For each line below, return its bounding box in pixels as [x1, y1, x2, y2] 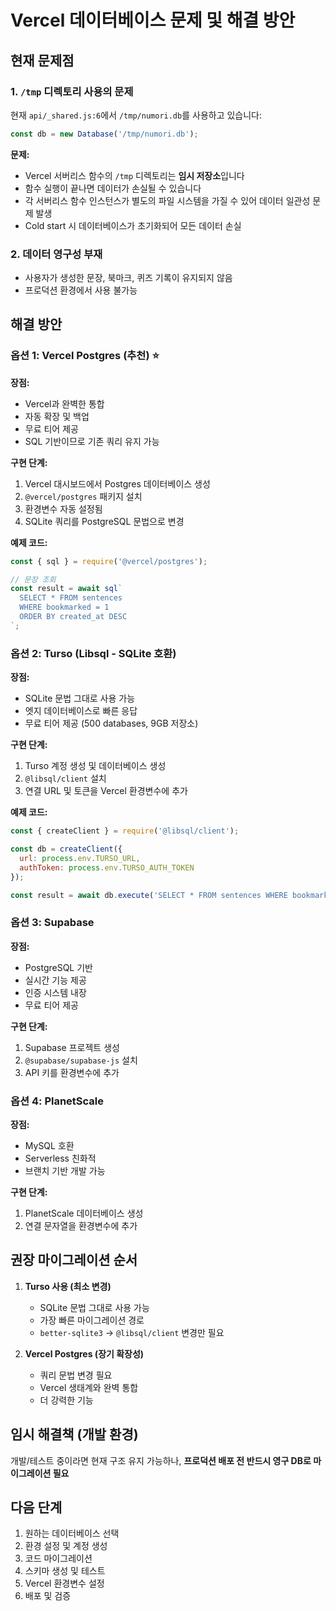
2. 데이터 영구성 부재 [10, 247, 103, 261]
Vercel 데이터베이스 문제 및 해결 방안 [10, 9, 296, 32]
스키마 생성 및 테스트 [24, 1565, 106, 1577]
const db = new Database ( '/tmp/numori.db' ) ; [10, 129, 199, 139]
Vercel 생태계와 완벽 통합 [39, 1381, 139, 1393]
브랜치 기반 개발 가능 [24, 1165, 106, 1176]
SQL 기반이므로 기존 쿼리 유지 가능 [24, 435, 160, 447]
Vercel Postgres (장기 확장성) [24, 1347, 145, 1360]
